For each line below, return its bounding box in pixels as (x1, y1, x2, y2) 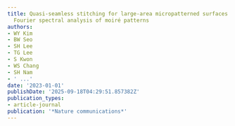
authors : (7, 23, 33, 30)
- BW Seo (7, 36, 33, 43)
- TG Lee (7, 50, 33, 57)
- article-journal (7, 101, 61, 108)
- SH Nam (7, 69, 33, 76)
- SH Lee (7, 43, 33, 50)
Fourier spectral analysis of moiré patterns (13, 17, 150, 24)
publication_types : (7, 95, 65, 102)
